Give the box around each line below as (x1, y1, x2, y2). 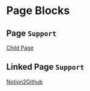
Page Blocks (6, 4, 70, 18)
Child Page (6, 44, 34, 51)
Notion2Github (6, 78, 43, 86)
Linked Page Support (6, 62, 85, 72)
